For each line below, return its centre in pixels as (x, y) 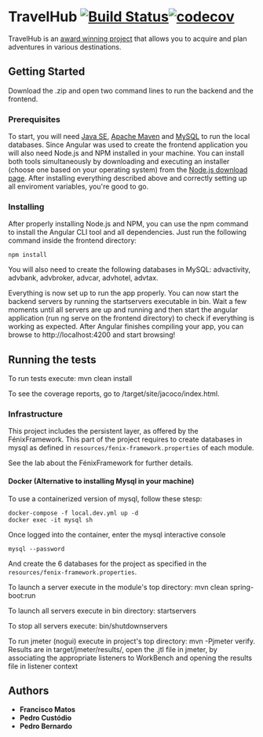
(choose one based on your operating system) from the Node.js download (128, 170)
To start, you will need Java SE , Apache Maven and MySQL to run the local (129, 137)
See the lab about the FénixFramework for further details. (101, 463)
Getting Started (47, 72)
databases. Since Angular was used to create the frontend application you (128, 145)
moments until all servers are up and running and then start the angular (123, 310)
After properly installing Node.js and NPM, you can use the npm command (128, 224)
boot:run (22, 595)
